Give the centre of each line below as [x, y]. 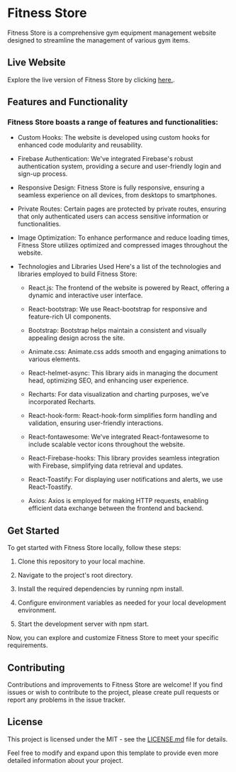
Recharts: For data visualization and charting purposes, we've [118, 395]
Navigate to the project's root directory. [75, 575]
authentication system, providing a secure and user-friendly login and [119, 166]
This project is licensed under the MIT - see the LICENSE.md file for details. [118, 739]
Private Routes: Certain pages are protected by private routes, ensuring [122, 209]
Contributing [36, 667]
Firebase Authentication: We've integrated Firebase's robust [105, 159]
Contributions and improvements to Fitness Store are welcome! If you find [115, 685]
